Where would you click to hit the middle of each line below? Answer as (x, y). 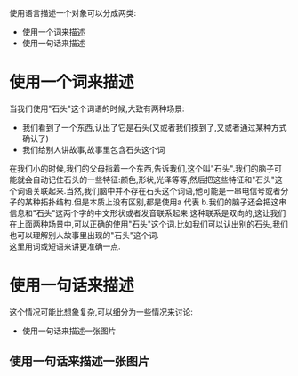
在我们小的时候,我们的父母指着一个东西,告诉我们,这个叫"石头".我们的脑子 (142, 168)
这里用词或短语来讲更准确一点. (65, 246)
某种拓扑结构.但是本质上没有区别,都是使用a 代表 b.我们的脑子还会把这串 (156, 202)
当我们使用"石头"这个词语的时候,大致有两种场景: (97, 108)
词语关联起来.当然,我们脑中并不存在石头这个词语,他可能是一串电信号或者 (149, 190)
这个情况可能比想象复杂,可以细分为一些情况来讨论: (101, 312)
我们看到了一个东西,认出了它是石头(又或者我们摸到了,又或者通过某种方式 (154, 127)
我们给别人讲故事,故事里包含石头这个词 (93, 149)
